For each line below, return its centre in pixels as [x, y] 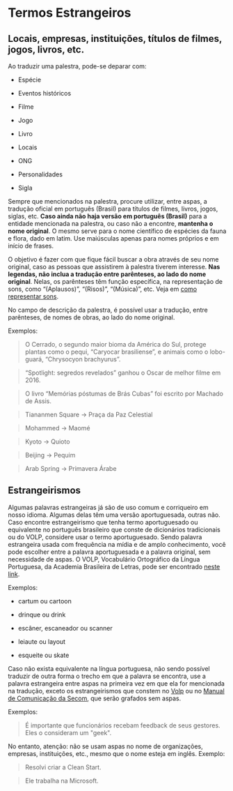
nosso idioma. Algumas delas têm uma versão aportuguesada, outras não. [114, 515]
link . [14, 574]
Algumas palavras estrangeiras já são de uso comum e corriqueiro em [109, 507]
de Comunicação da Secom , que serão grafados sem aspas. [95, 698]
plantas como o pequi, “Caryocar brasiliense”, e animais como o [116, 352]
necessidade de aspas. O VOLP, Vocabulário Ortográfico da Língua [104, 559]
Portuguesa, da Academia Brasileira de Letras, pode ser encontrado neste [114, 566]
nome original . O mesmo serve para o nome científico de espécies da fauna [117, 231]
